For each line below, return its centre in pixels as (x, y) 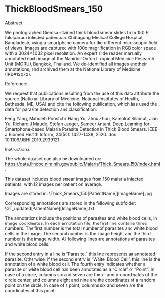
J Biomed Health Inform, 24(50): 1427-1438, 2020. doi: (61, 134)
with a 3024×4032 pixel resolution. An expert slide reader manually (73, 53)
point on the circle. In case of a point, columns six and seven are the (74, 285)
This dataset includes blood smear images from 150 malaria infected (74, 179)
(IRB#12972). (18, 74)
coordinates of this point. (31, 290)
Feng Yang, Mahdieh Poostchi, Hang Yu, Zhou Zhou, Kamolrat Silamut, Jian (81, 118)
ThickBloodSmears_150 (54, 9)
